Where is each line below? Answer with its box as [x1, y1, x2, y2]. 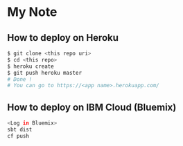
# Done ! [7, 75, 33, 83]
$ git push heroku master [7, 69, 82, 76]
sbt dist [7, 126, 33, 133]
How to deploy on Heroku [7, 32, 119, 44]
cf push [7, 132, 30, 139]
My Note [7, 4, 58, 20]
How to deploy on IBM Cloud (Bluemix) [7, 101, 177, 113]
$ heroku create [7, 63, 54, 70]
